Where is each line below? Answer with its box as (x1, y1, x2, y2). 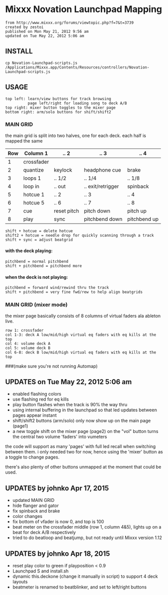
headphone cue (83, 166, 122, 173)
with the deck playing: (5, 248, 53, 254)
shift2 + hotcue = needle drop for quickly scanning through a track (5, 233, 154, 238)
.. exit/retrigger (83, 183, 119, 190)
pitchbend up (127, 215, 159, 222)
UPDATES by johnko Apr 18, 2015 (5, 549, 110, 558)
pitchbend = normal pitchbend (5, 259, 69, 264)
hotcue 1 (23, 191, 45, 198)
